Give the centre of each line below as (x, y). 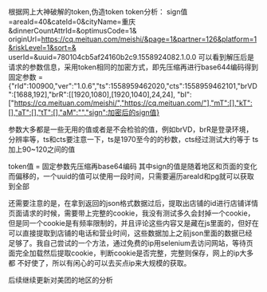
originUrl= (25, 39)
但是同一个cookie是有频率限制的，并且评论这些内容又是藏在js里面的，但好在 (133, 223)
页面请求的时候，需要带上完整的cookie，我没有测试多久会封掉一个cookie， (132, 213)
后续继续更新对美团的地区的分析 (61, 280)
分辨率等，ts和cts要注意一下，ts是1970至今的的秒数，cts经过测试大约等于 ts (133, 139)
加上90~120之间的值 (42, 149)
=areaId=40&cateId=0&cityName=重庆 (72, 22)
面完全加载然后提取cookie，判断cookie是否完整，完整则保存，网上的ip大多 (131, 253)
